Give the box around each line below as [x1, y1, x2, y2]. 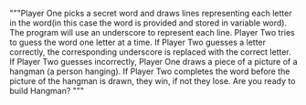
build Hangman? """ [9, 86, 85, 96]
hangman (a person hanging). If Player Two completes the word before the [9, 66, 290, 77]
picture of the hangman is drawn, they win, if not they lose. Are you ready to [9, 76, 296, 86]
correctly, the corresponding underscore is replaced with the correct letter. [9, 47, 292, 58]
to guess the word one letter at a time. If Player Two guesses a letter [9, 37, 267, 47]
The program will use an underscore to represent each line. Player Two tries [9, 27, 295, 37]
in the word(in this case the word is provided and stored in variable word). [9, 17, 288, 28]
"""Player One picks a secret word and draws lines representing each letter [9, 8, 292, 18]
